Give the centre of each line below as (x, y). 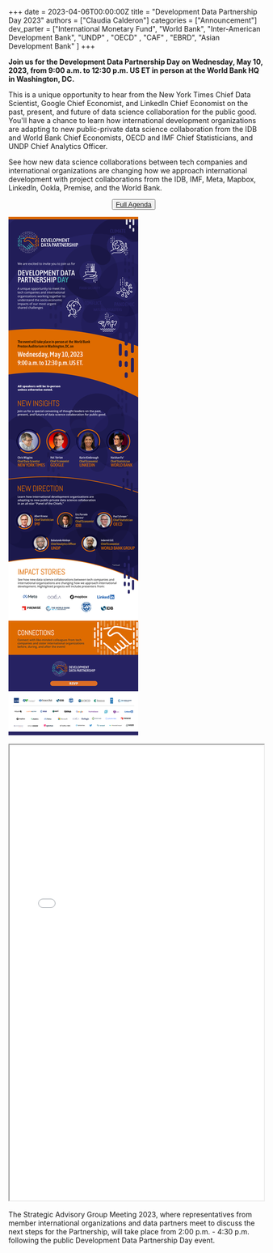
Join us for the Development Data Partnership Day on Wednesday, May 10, (136, 62)
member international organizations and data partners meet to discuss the (132, 1223)
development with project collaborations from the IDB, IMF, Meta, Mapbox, (132, 179)
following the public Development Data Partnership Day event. (112, 1240)
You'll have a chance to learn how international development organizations (132, 120)
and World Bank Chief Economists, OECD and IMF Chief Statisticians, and (131, 138)
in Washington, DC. (42, 79)
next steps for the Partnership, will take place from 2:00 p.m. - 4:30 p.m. (129, 1232)
